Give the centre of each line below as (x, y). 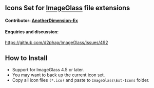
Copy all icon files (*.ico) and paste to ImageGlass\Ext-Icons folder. (81, 80)
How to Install (26, 58)
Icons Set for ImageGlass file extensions (67, 8)
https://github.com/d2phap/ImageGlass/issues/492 (57, 43)
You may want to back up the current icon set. (58, 75)
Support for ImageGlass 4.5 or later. (48, 70)
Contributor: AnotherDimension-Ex (41, 20)
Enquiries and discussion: (32, 32)
